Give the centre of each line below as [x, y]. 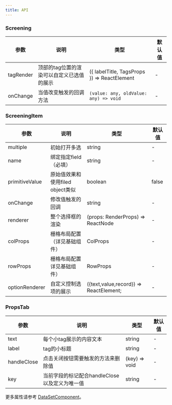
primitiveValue [25, 182]
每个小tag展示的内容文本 [72, 339]
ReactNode [100, 223]
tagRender [20, 75]
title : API [17, 10]
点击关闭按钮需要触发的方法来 [79, 358]
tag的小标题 [57, 349]
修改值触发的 [66, 199]
